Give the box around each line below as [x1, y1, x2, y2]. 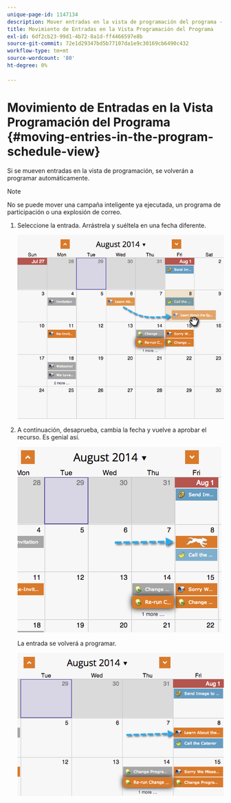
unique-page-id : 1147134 [7, 11, 78, 18]
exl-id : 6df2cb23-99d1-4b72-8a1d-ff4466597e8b [7, 33, 143, 40]
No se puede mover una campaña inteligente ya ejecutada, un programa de [7, 200, 221, 209]
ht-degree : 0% [7, 62, 48, 69]
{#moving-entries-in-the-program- [7, 129, 214, 145]
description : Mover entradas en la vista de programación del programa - [7, 18, 223, 25]
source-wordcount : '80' [7, 55, 76, 62]
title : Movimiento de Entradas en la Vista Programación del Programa [7, 25, 214, 32]
